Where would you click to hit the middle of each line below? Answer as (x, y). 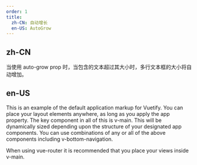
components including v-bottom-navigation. (60, 139)
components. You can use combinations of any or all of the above (86, 132)
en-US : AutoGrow (31, 28)
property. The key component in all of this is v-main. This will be (84, 120)
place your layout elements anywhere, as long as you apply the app (88, 114)
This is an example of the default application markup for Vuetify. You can (95, 108)
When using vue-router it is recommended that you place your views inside (97, 150)
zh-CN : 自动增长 (30, 22)
